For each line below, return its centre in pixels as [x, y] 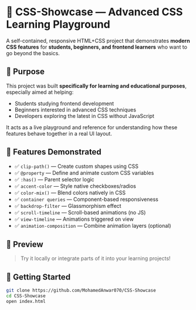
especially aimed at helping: [40, 92]
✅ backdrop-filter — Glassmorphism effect [68, 205]
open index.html [26, 301]
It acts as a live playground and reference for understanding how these [92, 127]
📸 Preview [25, 244]
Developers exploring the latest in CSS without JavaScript [84, 116]
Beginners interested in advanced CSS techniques [75, 109]
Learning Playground [58, 24]
